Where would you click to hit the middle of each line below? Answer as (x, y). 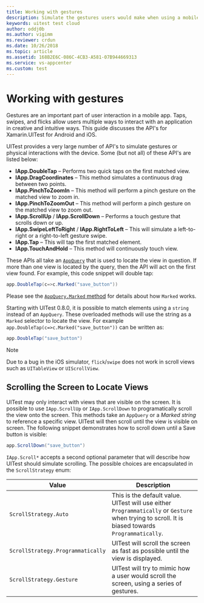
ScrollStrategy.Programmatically (58, 550)
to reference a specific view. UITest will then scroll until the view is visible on (102, 421)
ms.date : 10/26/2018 (32, 46)
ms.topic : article (29, 52)
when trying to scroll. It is (147, 518)
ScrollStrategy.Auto (39, 514)
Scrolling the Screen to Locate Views (77, 388)
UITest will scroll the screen (151, 543)
